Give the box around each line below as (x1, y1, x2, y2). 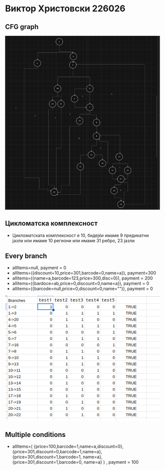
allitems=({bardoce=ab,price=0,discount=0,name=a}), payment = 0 (12, 281, 150, 286)
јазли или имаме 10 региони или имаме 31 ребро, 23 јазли (12, 237, 135, 244)
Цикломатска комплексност (5, 219, 98, 228)
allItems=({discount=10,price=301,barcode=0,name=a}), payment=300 (12, 270, 156, 276)
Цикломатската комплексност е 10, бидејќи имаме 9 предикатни (12, 232, 149, 238)
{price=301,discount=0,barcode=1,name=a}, (12, 448, 102, 454)
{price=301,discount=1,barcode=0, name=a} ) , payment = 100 (12, 459, 139, 465)
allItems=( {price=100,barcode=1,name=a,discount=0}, (12, 443, 124, 449)
